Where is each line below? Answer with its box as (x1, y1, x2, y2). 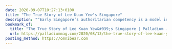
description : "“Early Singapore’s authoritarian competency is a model (5, 17, 161, 22)
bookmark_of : (5, 21, 33, 27)
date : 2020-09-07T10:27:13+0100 (5, 7, 74, 13)
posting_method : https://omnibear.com (5, 36, 88, 41)
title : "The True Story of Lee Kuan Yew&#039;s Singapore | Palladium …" (10, 27, 170, 32)
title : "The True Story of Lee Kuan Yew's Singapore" (5, 12, 123, 17)
